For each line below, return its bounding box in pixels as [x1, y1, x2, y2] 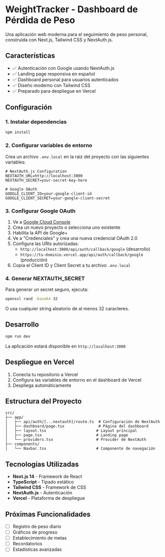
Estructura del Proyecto [5, 396, 82, 406]
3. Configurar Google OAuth [5, 207, 76, 215]
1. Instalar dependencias [5, 118, 67, 125]
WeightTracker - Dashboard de [5, 4, 138, 15]
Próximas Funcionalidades [5, 510, 91, 518]
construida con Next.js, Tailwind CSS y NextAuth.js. [5, 37, 113, 43]
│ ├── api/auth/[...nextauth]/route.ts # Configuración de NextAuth [5, 419, 160, 425]
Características [5, 51, 55, 60]
